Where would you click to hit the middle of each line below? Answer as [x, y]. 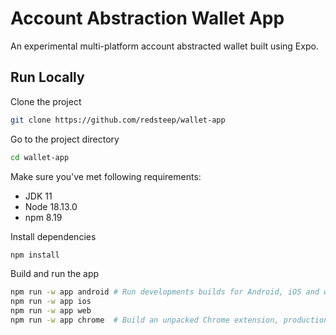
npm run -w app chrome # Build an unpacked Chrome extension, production [169, 320]
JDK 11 [38, 196]
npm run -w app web [51, 311]
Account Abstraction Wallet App [147, 18]
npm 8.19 [43, 217]
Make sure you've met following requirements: [106, 176]
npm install [35, 255]
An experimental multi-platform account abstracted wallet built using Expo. [164, 46]
